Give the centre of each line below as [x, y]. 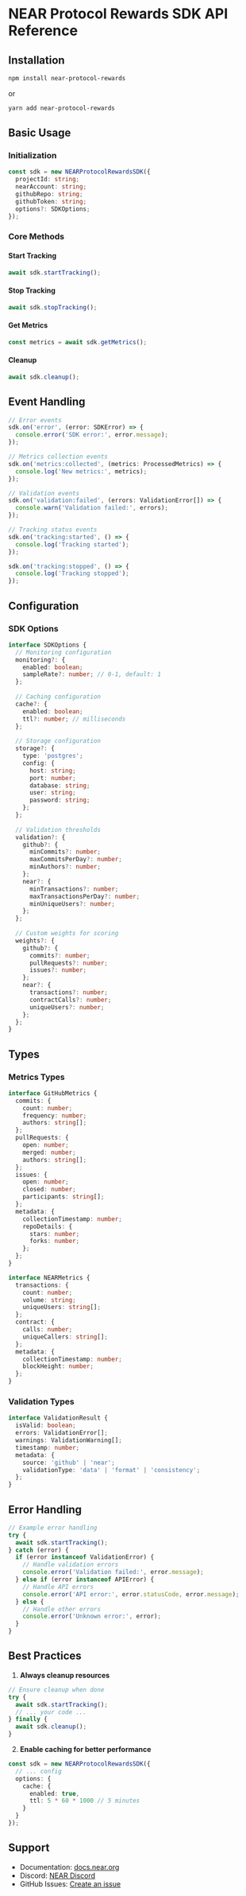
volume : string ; [50, 1300]
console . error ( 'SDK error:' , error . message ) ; [92, 435]
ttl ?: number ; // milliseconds [74, 719]
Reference [43, 31]
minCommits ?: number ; [65, 852]
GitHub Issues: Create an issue [70, 1884]
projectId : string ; [48, 180]
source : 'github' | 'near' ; [69, 1463]
